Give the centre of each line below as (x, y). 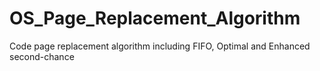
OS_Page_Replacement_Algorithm (155, 18)
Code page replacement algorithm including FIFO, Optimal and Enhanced (160, 46)
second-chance (42, 56)
